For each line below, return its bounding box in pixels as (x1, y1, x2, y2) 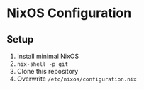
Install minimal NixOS (16, 52, 79, 60)
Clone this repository (16, 67, 79, 75)
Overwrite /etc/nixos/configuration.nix (16, 74, 137, 83)
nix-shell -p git (16, 61, 69, 68)
